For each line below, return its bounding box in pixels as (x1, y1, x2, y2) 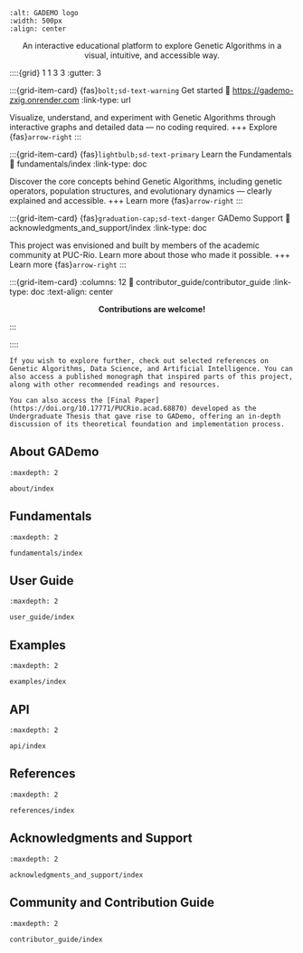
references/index (9, 805, 75, 815)
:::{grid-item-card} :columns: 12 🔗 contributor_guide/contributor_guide (9, 277, 271, 287)
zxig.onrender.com (9, 95, 80, 105)
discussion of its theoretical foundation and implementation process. (9, 420, 285, 429)
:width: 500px (9, 16, 63, 25)
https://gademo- (232, 85, 294, 95)
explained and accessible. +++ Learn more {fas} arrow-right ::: (9, 195, 243, 205)
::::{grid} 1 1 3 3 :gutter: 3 (9, 68, 102, 78)
